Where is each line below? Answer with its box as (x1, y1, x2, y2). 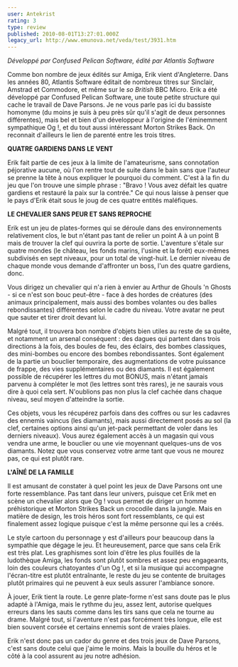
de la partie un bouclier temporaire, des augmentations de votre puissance (7, 357, 226, 366)
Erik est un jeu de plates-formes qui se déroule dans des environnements (7, 224, 222, 232)
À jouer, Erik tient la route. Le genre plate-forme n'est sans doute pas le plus (7, 592, 231, 602)
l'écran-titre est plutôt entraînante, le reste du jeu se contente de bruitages (7, 571, 226, 580)
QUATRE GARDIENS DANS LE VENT (7, 145, 114, 153)
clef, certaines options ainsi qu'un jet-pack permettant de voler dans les (7, 424, 218, 433)
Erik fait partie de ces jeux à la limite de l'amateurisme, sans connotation (7, 158, 220, 167)
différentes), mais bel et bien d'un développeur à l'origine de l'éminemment (7, 115, 227, 125)
